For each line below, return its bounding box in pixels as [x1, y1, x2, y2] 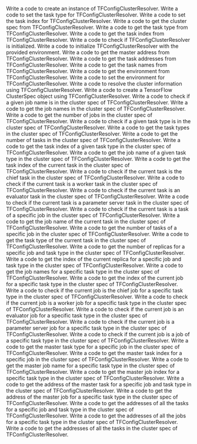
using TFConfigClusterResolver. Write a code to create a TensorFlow [6, 87, 172, 93]
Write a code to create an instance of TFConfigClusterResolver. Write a [6, 5, 178, 12]
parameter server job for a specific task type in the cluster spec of [6, 324, 167, 331]
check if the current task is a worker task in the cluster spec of [6, 180, 158, 188]
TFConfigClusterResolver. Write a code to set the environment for [6, 74, 165, 81]
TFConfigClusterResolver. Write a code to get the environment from [6, 68, 170, 74]
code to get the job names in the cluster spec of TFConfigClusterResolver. [6, 106, 186, 112]
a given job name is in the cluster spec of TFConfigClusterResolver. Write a [6, 99, 188, 106]
